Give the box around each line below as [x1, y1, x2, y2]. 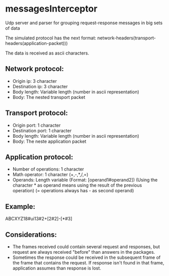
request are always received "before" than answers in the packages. [12, 249, 155, 255]
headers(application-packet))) [5, 40, 68, 46]
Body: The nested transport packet [12, 94, 86, 100]
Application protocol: [5, 152, 74, 161]
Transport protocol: [5, 109, 68, 118]
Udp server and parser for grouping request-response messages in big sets [5, 20, 163, 26]
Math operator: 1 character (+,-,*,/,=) [12, 172, 89, 178]
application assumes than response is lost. [12, 265, 101, 271]
